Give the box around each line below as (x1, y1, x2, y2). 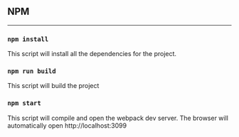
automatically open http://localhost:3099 (7, 121, 127, 130)
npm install (7, 35, 49, 43)
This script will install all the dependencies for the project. (7, 50, 176, 58)
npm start (7, 99, 41, 107)
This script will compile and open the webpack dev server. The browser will (7, 114, 229, 122)
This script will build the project (7, 82, 100, 90)
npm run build (7, 67, 56, 75)
